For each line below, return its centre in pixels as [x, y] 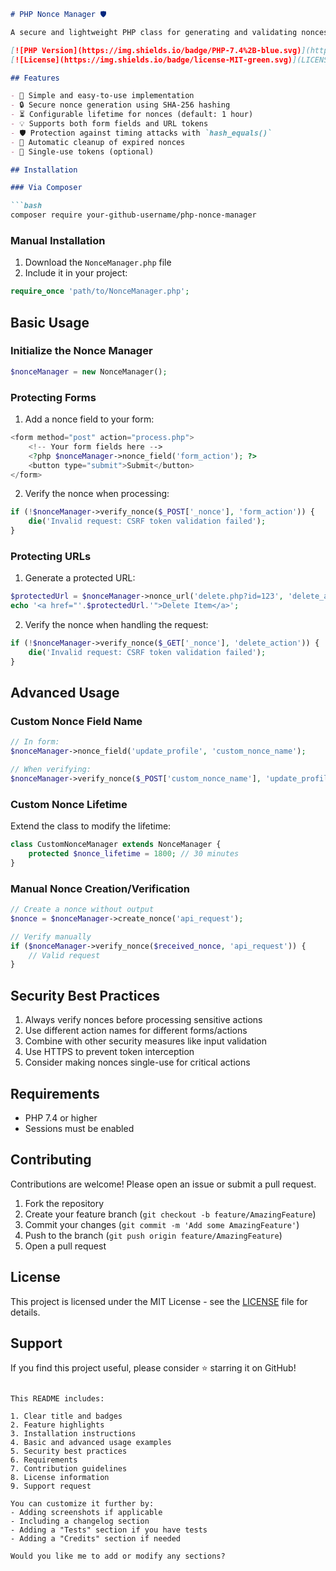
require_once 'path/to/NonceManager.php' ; [100, 291]
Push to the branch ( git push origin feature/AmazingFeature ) [153, 1235]
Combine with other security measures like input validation [145, 1041]
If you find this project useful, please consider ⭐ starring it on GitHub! [153, 1368]
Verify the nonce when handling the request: [116, 625]
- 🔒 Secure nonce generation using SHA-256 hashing [120, 105]
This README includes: [57, 1399]
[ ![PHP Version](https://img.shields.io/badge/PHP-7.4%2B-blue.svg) [156, 50]
